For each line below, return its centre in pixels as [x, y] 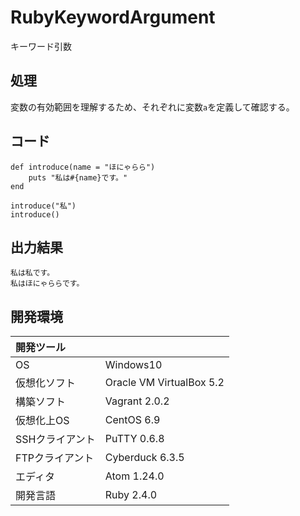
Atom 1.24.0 [134, 476]
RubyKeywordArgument [113, 17]
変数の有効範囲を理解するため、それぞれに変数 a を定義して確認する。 [152, 107]
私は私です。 [32, 273]
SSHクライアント [55, 439]
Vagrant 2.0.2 [137, 401]
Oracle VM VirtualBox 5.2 [164, 383]
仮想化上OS [42, 421]
